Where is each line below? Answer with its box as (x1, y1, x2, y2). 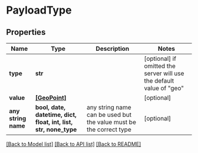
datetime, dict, (35, 110, 77, 119)
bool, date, (35, 103, 66, 111)
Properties (6, 27, 46, 37)
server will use (144, 69, 184, 77)
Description (95, 45, 130, 53)
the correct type (86, 125, 131, 134)
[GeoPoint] (35, 94, 67, 102)
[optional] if (144, 54, 177, 63)
